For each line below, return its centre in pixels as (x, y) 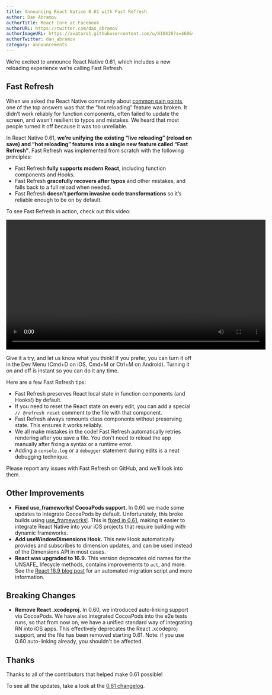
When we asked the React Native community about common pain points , (95, 101)
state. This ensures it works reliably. (59, 425)
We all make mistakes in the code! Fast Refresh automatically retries (98, 431)
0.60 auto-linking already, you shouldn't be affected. (79, 642)
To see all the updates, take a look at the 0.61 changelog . (76, 686)
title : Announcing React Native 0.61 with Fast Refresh (76, 12)
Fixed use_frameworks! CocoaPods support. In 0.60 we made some (99, 507)
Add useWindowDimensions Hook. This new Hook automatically (95, 539)
